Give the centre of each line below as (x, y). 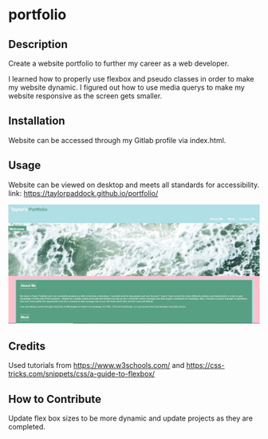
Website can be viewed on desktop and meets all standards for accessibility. (134, 185)
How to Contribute (55, 399)
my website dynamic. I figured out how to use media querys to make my (126, 87)
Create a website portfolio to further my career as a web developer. (119, 63)
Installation (37, 121)
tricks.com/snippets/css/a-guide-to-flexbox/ (82, 374)
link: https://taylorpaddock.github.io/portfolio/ (83, 193)
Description (38, 44)
